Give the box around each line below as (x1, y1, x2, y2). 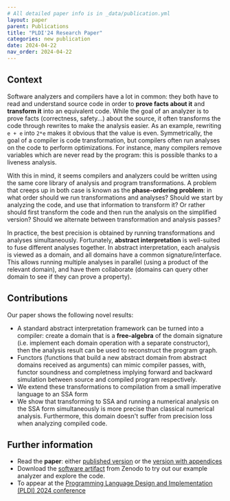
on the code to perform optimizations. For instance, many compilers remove (7, 143, 222, 151)
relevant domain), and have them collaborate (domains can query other (7, 265, 209, 273)
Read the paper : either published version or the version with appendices (16, 457, 222, 465)
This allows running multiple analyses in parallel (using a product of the (7, 257, 209, 266)
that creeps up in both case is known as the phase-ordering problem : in (7, 186, 212, 194)
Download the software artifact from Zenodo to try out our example (16, 465, 208, 473)
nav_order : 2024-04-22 (7, 49, 72, 56)
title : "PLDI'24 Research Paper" (7, 29, 103, 36)
